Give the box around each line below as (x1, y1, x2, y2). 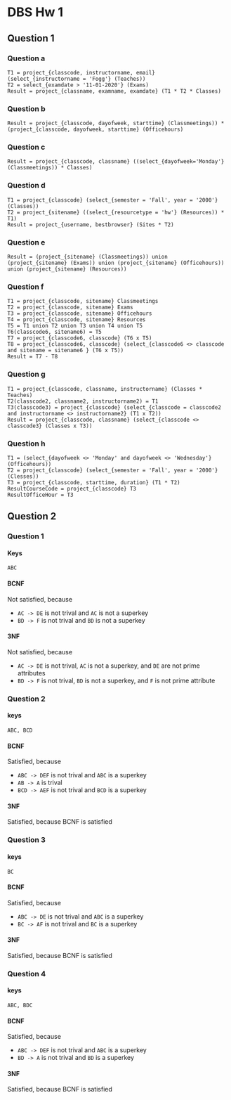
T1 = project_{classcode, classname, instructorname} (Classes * (7, 385, 202, 392)
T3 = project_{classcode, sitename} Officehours (7, 310, 152, 317)
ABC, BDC (7, 1002, 33, 1009)
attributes (17, 668, 46, 677)
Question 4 (7, 969, 46, 978)
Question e (7, 237, 46, 247)
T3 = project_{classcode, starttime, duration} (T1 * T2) (7, 479, 180, 486)
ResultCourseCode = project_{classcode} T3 (7, 485, 137, 492)
